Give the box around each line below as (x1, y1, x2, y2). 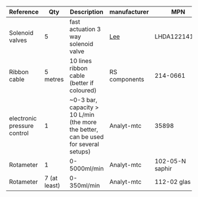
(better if (70, 79, 94, 87)
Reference (9, 8, 39, 16)
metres (44, 75, 64, 84)
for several (70, 140, 99, 149)
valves (9, 36, 28, 44)
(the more (70, 118, 97, 126)
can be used (70, 133, 104, 141)
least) (44, 182, 61, 190)
